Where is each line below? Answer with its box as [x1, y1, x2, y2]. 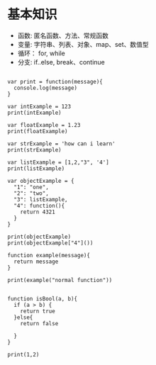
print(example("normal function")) [7, 276, 113, 283]
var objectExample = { [7, 177, 74, 184]
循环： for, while [17, 49, 65, 57]
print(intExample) [7, 109, 62, 116]
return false [20, 320, 59, 327]
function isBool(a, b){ [7, 295, 78, 302]
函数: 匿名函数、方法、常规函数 [17, 31, 108, 40]
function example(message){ [7, 252, 91, 259]
